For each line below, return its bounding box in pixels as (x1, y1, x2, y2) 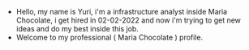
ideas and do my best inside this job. (15, 24, 140, 33)
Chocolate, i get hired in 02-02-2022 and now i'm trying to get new (15, 15, 242, 25)
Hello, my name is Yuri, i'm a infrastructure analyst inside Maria (15, 7, 228, 16)
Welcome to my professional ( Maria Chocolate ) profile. (15, 32, 204, 42)
